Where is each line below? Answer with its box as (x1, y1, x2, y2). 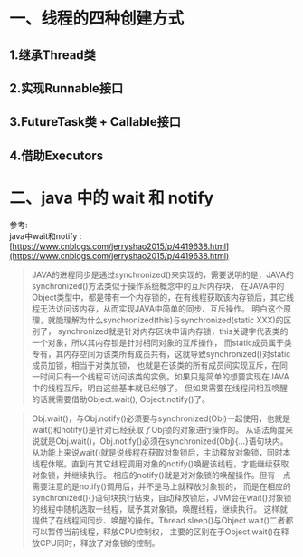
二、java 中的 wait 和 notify (9, 187, 214, 208)
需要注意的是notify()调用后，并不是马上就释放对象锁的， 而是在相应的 (31, 481, 291, 492)
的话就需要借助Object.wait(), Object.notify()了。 (31, 393, 211, 404)
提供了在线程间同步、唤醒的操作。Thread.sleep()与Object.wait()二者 (31, 514, 286, 525)
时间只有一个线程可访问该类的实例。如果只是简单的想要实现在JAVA (39, 370, 289, 381)
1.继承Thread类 (9, 47, 97, 62)
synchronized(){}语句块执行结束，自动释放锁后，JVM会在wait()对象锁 (31, 492, 292, 503)
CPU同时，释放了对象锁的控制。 (39, 537, 160, 548)
